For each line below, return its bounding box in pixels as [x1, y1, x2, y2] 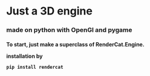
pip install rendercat [6, 64, 64, 70]
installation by [6, 52, 43, 60]
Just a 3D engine [6, 4, 93, 18]
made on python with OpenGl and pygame [6, 26, 132, 34]
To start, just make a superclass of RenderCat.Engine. [6, 40, 145, 48]
